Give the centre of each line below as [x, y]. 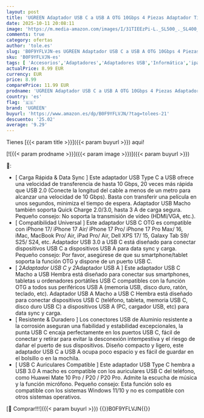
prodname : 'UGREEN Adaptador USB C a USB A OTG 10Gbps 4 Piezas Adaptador [103, 91]
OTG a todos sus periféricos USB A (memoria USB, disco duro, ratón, [101, 287]
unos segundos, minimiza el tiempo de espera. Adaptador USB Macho [103, 204]
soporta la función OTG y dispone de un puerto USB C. [84, 261]
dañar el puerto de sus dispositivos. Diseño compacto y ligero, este [99, 345]
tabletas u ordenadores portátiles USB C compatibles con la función [100, 281]
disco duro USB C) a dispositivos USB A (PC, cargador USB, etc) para [102, 307]
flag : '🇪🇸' [21, 102]
